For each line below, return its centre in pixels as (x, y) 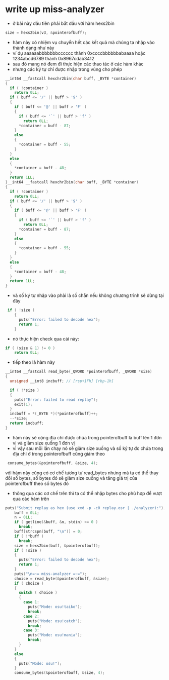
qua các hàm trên (31, 499)
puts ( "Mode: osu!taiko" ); (55, 607)
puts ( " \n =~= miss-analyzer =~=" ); (50, 574)
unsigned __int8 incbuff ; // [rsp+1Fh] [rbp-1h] (62, 381)
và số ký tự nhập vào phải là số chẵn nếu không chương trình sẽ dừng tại (88, 295)
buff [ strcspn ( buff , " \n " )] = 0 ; (48, 532)
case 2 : (31, 616)
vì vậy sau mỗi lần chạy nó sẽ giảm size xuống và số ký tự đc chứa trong (88, 448)
